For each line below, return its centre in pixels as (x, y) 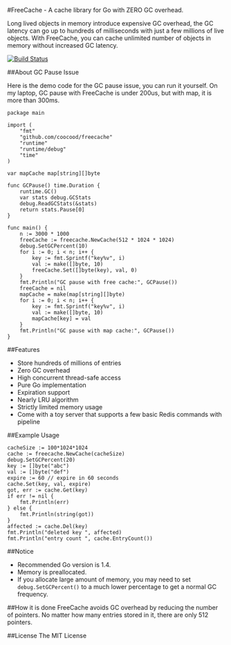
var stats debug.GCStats (55, 198)
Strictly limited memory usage (60, 407)
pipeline (28, 422)
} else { (20, 508)
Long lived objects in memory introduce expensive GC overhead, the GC (110, 23)
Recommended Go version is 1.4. (64, 565)
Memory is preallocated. (52, 572)
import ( (20, 125)
